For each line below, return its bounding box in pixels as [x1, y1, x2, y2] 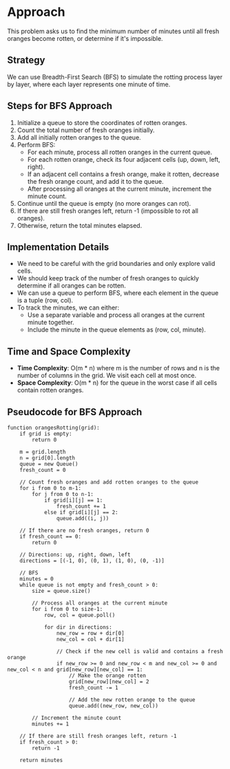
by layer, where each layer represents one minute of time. [7, 80, 171, 88]
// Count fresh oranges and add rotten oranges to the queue [19, 479, 198, 486]
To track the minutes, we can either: [17, 303, 119, 312]
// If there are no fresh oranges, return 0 [19, 527, 149, 534]
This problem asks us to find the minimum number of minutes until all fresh [7, 27, 220, 35]
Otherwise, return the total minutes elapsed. [17, 221, 143, 229]
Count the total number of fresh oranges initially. [17, 126, 155, 134]
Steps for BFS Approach [7, 100, 112, 112]
